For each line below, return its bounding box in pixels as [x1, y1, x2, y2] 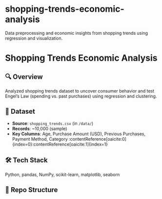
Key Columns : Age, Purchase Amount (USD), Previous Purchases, [12, 131, 145, 137]
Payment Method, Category [12, 136, 68, 142]
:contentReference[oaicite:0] [69, 136, 127, 142]
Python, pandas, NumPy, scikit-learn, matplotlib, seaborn [5, 172, 120, 177]
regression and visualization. [5, 35, 63, 41]
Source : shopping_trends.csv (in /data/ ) [12, 120, 94, 126]
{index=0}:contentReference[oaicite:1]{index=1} [12, 141, 108, 147]
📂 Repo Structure [5, 185, 58, 194]
